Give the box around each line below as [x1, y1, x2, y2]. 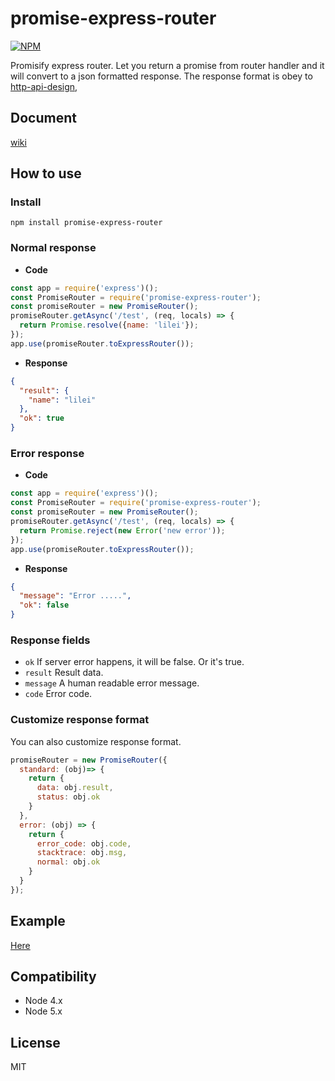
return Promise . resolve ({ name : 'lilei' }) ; [19, 320, 199, 331]
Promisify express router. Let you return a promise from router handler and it [10, 59, 325, 71]
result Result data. [24, 667, 104, 679]
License [10, 1034, 61, 1051]
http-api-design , [10, 80, 78, 92]
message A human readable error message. [24, 677, 200, 689]
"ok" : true [19, 413, 65, 424]
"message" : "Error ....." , [19, 591, 132, 601]
